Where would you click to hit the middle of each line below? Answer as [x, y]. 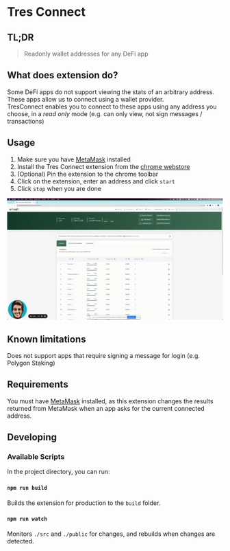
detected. [21, 541]
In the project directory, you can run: [59, 472]
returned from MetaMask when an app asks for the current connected [106, 408]
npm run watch [27, 519]
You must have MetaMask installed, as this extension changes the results [110, 401]
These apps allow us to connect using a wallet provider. [86, 99]
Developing [32, 437]
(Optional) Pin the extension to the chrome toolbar [88, 174]
